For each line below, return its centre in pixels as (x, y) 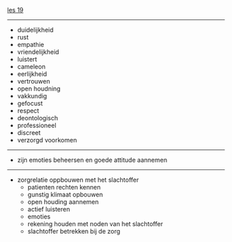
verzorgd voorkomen (47, 140)
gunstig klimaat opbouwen (65, 194)
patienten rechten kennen (64, 187)
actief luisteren (49, 209)
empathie (31, 45)
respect (28, 111)
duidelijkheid (35, 30)
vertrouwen (33, 81)
